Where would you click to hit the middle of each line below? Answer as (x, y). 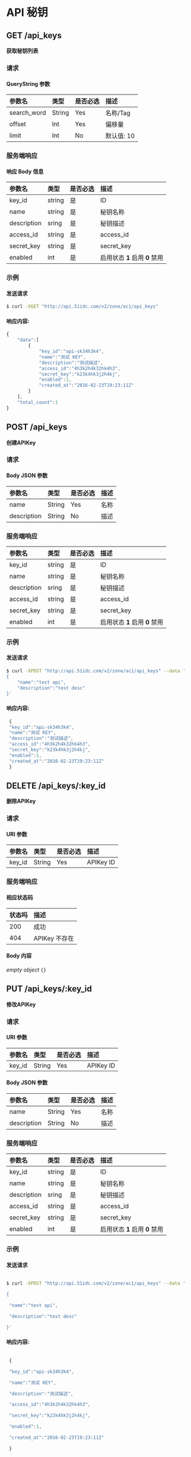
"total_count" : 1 (38, 402)
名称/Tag (118, 113)
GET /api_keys (34, 35)
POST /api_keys (37, 427)
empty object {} (26, 970)
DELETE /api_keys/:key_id (56, 786)
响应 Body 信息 (25, 171)
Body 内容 (19, 956)
